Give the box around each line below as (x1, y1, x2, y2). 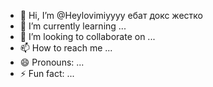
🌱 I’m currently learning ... (19, 20, 127, 32)
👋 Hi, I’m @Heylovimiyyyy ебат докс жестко (19, 10, 203, 21)
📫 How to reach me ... (19, 42, 113, 54)
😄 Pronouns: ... (19, 56, 85, 68)
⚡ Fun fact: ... (19, 68, 75, 79)
